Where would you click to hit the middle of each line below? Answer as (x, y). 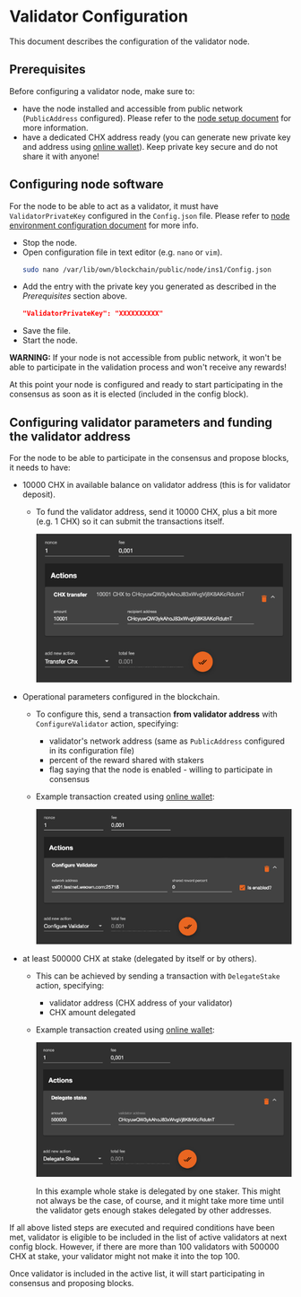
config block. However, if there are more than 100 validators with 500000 (144, 1247)
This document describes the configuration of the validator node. (130, 41)
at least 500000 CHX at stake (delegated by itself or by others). (139, 958)
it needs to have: (40, 467)
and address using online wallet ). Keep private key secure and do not (150, 146)
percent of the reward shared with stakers (126, 760)
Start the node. (50, 340)
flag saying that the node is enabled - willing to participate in (161, 770)
